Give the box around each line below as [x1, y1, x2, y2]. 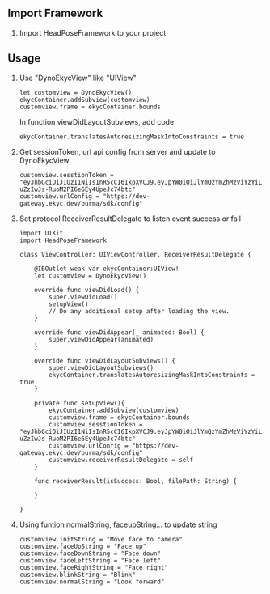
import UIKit [19, 229, 64, 237]
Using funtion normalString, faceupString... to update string [19, 520, 217, 529]
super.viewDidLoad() [49, 293, 118, 301]
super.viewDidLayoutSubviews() [49, 363, 154, 371]
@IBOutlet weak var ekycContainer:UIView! [34, 265, 179, 273]
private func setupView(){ [34, 399, 125, 407]
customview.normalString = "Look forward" [19, 578, 165, 586]
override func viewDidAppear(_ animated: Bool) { [34, 328, 205, 337]
